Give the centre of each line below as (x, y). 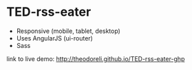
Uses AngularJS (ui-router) (55, 38)
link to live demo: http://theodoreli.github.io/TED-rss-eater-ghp (96, 58)
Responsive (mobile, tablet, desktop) (68, 31)
